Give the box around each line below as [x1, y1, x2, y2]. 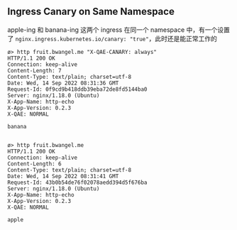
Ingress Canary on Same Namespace [7, 6, 175, 18]
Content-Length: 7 [7, 67, 62, 74]
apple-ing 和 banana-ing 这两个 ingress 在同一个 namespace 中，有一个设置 [7, 25, 231, 34]
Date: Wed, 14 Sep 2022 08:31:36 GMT [7, 80, 119, 87]
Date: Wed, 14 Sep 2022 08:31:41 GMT [7, 172, 119, 180]
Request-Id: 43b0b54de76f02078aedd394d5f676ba [7, 179, 148, 186]
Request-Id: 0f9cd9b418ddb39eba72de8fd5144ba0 [7, 85, 148, 93]
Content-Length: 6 [7, 160, 62, 168]
